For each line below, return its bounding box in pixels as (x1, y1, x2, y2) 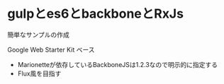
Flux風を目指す (17, 69, 62, 78)
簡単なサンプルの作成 (7, 30, 69, 39)
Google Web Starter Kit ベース (7, 45, 95, 54)
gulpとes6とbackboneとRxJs (7, 6, 184, 22)
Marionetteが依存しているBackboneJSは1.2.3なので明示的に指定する (17, 60, 218, 68)
